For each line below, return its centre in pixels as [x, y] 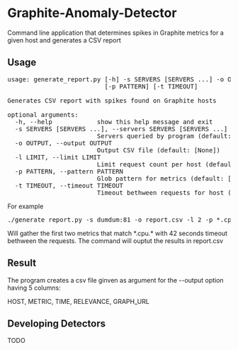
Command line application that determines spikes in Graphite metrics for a [116, 33]
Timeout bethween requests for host [160, 192]
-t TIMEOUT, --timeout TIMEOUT [69, 185]
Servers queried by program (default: [164, 136]
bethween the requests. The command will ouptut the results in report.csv [115, 241]
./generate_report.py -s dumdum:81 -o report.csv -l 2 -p [110, 220]
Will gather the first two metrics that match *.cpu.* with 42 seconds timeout [118, 233]
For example [25, 206]
